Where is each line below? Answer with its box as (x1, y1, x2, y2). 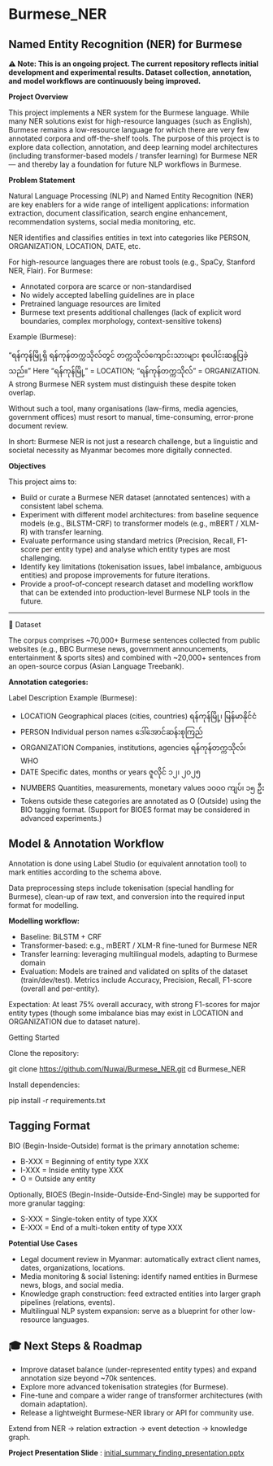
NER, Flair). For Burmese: (8, 266, 93, 275)
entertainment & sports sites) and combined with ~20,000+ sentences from (8, 652, 262, 662)
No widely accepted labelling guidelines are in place (19, 290, 195, 299)
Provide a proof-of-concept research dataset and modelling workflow (19, 579, 253, 588)
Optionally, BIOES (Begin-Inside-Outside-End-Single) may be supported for (8, 1189, 261, 1199)
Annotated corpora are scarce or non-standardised (19, 281, 193, 291)
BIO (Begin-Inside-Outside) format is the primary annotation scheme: (8, 1141, 240, 1150)
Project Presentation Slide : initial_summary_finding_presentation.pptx (8, 1448, 245, 1458)
